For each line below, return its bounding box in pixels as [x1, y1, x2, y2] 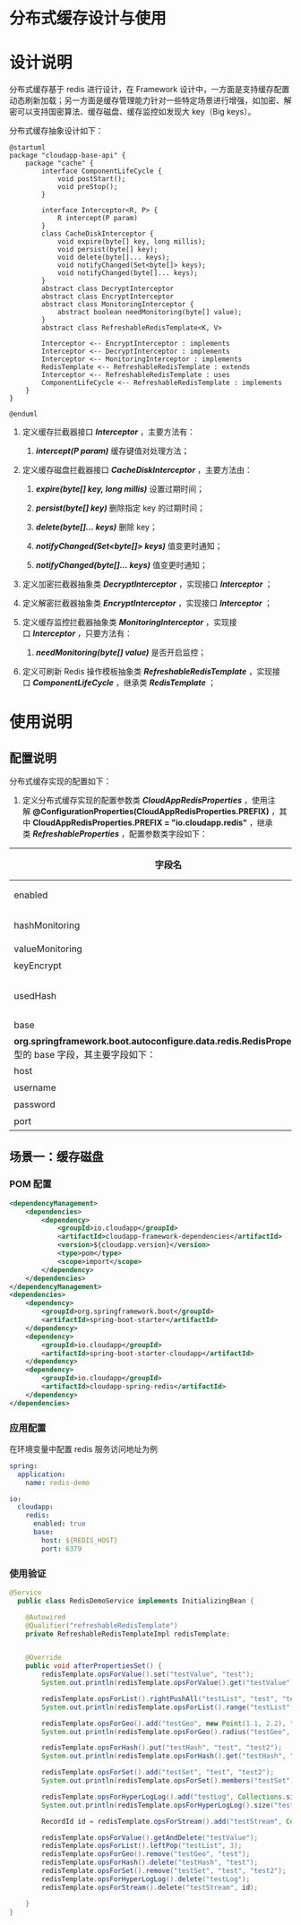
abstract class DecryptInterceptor [41, 284, 175, 294]
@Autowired [25, 1612, 66, 1621]
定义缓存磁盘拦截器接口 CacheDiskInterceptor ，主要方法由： [21, 465, 253, 476]
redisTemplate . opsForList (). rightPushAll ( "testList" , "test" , [41, 1694, 279, 1703]
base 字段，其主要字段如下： [34, 1049, 157, 1061]
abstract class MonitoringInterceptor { [41, 300, 194, 309]
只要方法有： [84, 628, 133, 639]
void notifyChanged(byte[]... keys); [56, 269, 199, 278]
